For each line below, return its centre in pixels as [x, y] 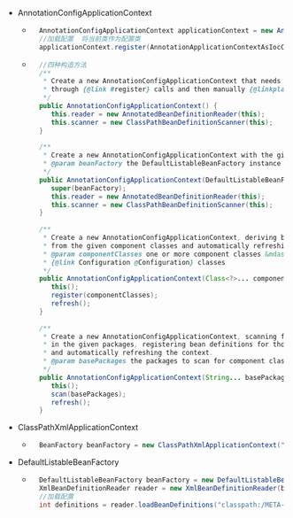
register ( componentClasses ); [104, 296]
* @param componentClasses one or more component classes [152, 254]
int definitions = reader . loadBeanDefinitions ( [128, 505]
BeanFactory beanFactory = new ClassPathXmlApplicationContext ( [160, 445]
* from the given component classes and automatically [146, 246]
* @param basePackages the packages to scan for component [154, 361]
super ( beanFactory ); [89, 188]
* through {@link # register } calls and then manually [144, 89]
